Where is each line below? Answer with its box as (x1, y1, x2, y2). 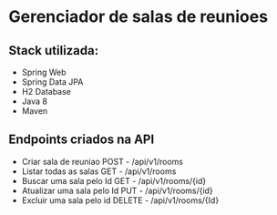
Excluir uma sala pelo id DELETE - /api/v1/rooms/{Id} (21, 194, 220, 206)
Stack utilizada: (8, 43, 99, 58)
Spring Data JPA (21, 77, 84, 87)
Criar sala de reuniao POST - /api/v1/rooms (21, 156, 184, 167)
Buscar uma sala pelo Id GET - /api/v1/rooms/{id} (21, 175, 207, 186)
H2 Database (21, 87, 72, 97)
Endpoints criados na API (8, 132, 155, 148)
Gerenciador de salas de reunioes (8, 6, 269, 27)
